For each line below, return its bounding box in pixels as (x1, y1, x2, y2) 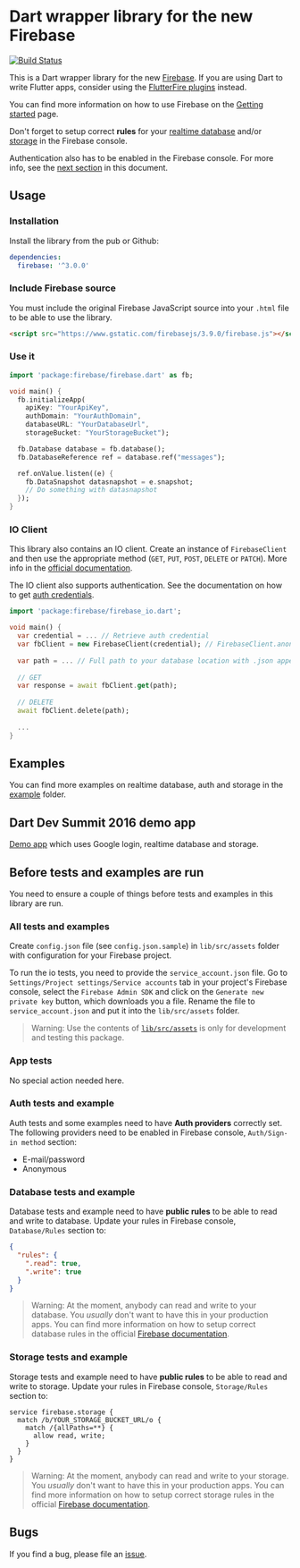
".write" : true (25, 1267, 82, 1276)
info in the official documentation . (9, 563, 133, 573)
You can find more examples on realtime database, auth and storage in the (9, 780, 284, 791)
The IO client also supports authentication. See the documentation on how (9, 580, 283, 591)
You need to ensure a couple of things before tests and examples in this (9, 888, 274, 899)
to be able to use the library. (9, 311, 113, 323)
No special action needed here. (9, 1075, 125, 1086)
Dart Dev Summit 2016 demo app (9, 815, 196, 830)
